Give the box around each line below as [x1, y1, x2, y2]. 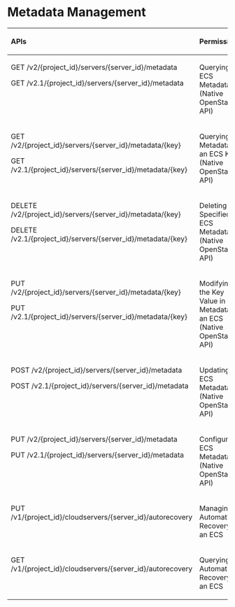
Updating [199, 365, 230, 375]
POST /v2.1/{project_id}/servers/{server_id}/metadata [10, 381, 189, 391]
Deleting [199, 200, 227, 210]
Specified [199, 209, 231, 219]
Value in [199, 295, 226, 305]
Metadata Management [7, 4, 146, 20]
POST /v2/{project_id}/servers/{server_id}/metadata [10, 365, 183, 375]
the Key [199, 287, 225, 297]
